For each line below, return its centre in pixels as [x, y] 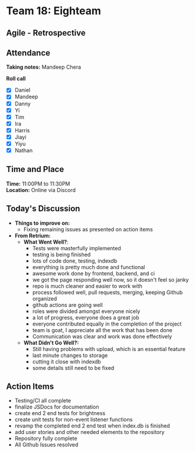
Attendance [28, 52]
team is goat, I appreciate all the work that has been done [102, 330]
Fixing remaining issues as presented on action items [88, 229]
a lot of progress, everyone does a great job [86, 317]
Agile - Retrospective [46, 33]
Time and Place [35, 169]
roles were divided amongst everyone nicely [86, 311]
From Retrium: [32, 235]
